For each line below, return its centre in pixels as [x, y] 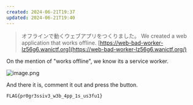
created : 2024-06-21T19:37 [41, 12]
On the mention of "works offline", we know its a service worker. [88, 61]
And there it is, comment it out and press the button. [72, 85]
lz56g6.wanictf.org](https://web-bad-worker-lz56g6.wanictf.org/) [104, 49]
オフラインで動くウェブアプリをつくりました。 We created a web [104, 36]
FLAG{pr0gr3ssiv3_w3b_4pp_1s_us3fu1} [55, 96]
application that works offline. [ [60, 43]
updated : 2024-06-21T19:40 [41, 18]
